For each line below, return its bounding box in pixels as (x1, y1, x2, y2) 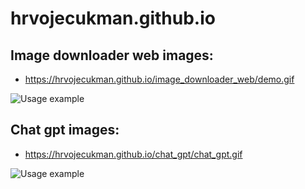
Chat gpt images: (10, 122, 120, 139)
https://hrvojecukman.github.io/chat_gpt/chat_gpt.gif (24, 148, 243, 160)
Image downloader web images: (10, 47, 214, 64)
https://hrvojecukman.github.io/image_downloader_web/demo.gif (24, 73, 295, 85)
